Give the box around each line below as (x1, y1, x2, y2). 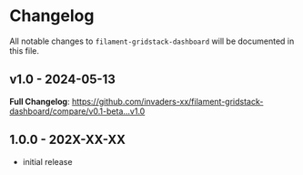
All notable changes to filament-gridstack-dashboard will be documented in (9, 36, 295, 46)
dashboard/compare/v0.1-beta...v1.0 (9, 106, 146, 117)
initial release (22, 156, 73, 167)
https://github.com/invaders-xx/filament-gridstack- (71, 96, 264, 107)
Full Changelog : (9, 96, 70, 107)
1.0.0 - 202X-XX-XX (9, 132, 126, 148)
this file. (9, 45, 39, 56)
